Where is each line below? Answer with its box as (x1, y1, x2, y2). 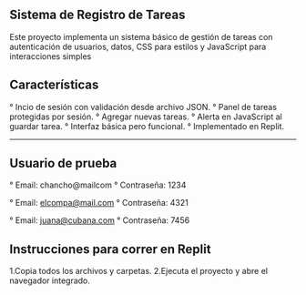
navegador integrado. (9, 275, 91, 286)
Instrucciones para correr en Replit (9, 241, 211, 257)
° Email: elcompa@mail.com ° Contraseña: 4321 (9, 198, 189, 209)
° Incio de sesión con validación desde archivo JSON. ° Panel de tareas (9, 101, 278, 112)
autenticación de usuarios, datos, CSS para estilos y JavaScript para (9, 41, 267, 52)
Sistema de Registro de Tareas (9, 7, 186, 23)
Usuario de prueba (9, 156, 117, 171)
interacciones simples (9, 50, 92, 62)
